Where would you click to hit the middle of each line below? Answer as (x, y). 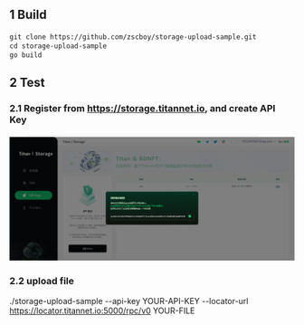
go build (26, 55)
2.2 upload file (42, 282)
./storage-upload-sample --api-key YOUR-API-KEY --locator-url (129, 301)
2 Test (27, 83)
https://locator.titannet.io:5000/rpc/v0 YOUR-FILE (102, 311)
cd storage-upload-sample (58, 46)
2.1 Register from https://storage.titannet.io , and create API (142, 109)
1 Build (28, 15)
